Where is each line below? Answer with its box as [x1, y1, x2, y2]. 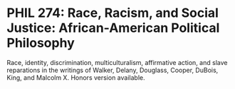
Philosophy [6, 35, 75, 51]
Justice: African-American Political [6, 20, 220, 36]
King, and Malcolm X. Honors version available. [6, 73, 145, 82]
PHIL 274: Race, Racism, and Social [6, 5, 219, 21]
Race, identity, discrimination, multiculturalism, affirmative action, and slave [6, 58, 228, 66]
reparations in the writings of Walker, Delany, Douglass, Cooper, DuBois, [6, 66, 219, 74]
